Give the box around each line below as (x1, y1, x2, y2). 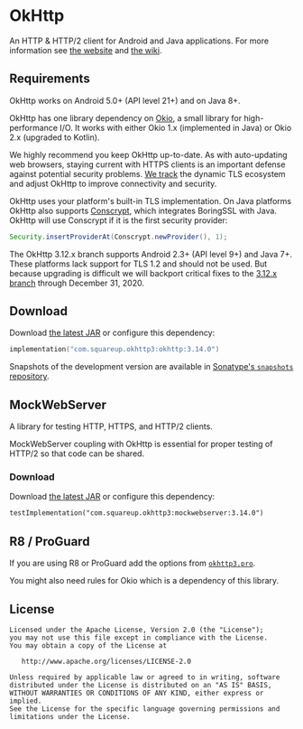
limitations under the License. (9, 712, 131, 721)
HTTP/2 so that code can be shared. (9, 448, 145, 459)
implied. (9, 696, 42, 706)
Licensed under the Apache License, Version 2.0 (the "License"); (9, 625, 264, 634)
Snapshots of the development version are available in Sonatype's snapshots (9, 361, 294, 372)
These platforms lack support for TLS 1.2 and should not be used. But (9, 258, 268, 269)
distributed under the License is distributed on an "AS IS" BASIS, (9, 680, 272, 689)
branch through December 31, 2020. (9, 277, 144, 288)
